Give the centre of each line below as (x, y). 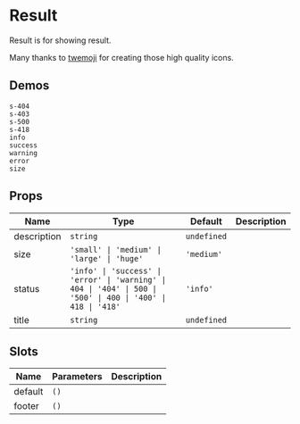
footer (27, 406)
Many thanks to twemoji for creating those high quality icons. (121, 57)
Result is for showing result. (60, 40)
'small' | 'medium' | (116, 249)
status (27, 288)
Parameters (77, 377)
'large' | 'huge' (107, 258)
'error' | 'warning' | (118, 279)
